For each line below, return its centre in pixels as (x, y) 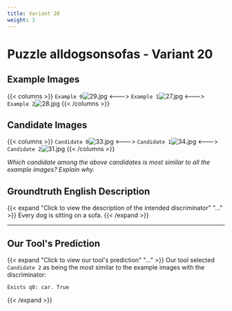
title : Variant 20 (33, 13)
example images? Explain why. (51, 170)
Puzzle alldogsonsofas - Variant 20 (110, 54)
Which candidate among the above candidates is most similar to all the (109, 162)
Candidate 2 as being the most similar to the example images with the (106, 267)
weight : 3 (21, 20)
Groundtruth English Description (79, 191)
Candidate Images (47, 125)
